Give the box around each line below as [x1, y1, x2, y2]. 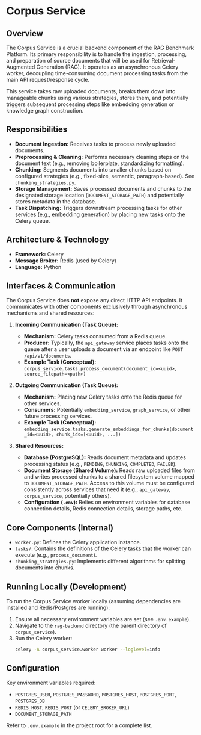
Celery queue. [14, 217, 50, 224]
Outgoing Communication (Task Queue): [14, 382, 118, 389]
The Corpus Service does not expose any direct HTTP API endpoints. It [6, 297, 183, 304]
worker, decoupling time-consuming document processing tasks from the [6, 70, 188, 76]
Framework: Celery [14, 250, 64, 258]
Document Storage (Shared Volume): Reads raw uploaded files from [23, 467, 195, 474]
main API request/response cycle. [6, 76, 90, 83]
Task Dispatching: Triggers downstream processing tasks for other [14, 204, 182, 211]
